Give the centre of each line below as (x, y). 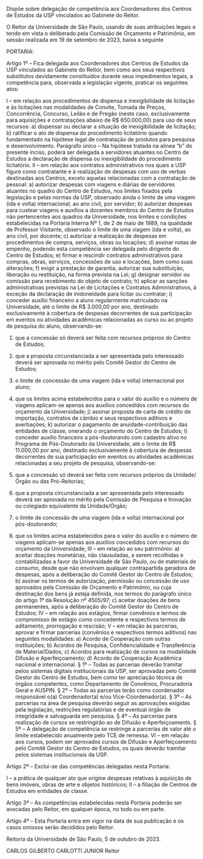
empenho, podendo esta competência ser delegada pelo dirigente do (93, 249)
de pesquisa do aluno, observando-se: (55, 326)
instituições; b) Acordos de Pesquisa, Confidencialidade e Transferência (105, 645)
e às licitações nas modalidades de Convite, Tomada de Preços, (86, 107)
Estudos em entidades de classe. (48, 791)
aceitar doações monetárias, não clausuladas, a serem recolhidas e (99, 555)
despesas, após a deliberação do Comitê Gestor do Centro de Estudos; (104, 574)
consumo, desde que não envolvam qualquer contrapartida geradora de (105, 568)
